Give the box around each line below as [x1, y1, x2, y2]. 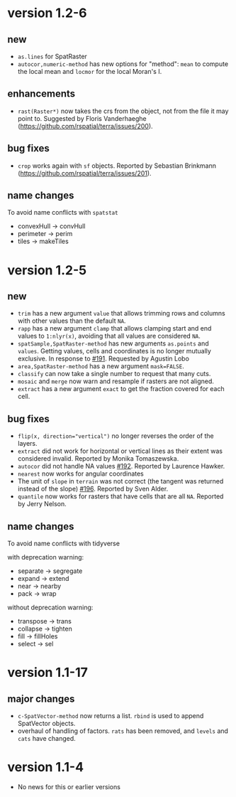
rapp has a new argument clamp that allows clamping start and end [17, 324, 212, 333]
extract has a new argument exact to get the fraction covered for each [17, 385, 225, 393]
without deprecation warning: [7, 603, 94, 612]
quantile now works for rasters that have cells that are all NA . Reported [17, 492, 224, 501]
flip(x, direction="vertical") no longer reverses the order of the [17, 432, 214, 440]
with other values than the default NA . [17, 316, 126, 325]
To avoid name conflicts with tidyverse [7, 539, 120, 548]
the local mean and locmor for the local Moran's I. [17, 68, 162, 75]
